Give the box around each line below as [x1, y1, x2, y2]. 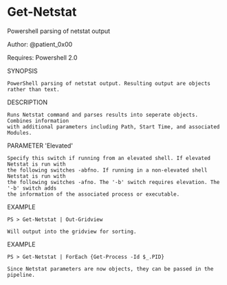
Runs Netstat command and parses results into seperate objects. [7, 111, 198, 118]
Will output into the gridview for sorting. [7, 228, 137, 235]
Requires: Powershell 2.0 [7, 53, 78, 62]
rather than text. [7, 86, 60, 93]
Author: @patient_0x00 [7, 40, 73, 48]
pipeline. [7, 271, 36, 278]
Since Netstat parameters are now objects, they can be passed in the [7, 265, 214, 272]
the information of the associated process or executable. [7, 190, 180, 198]
